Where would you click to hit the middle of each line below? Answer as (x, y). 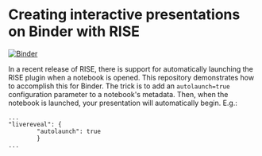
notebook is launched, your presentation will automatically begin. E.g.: (123, 103)
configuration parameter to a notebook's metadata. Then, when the (118, 94)
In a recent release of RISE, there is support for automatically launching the (131, 68)
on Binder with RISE (74, 31)
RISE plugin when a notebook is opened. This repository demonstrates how (131, 77)
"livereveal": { (35, 124)
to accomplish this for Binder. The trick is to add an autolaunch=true (119, 86)
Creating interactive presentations (124, 15)
